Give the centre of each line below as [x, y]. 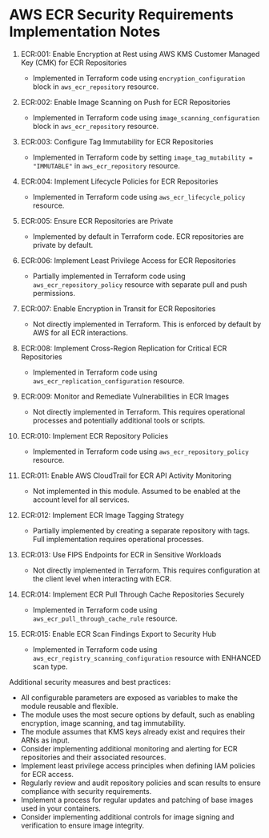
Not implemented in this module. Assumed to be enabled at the [137, 491]
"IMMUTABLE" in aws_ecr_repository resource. [106, 165]
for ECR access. [47, 774]
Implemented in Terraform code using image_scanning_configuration [146, 117]
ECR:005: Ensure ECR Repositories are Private [97, 221]
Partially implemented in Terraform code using [109, 276]
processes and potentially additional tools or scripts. [119, 420]
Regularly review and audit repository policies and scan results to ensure [141, 783]
